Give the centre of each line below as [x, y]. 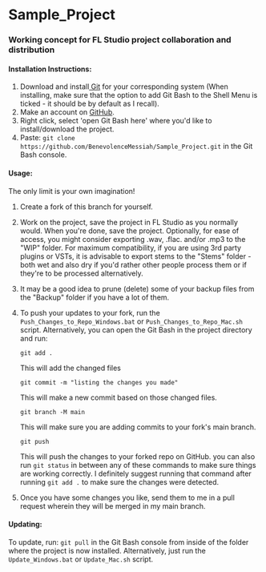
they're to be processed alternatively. [81, 273]
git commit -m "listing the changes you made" [99, 382]
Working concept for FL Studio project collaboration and [120, 40]
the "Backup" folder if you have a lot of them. [95, 297]
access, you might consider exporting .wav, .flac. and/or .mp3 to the [133, 239]
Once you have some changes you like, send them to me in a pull [127, 497]
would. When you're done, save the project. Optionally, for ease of [129, 231]
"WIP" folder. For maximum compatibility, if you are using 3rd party [131, 248]
